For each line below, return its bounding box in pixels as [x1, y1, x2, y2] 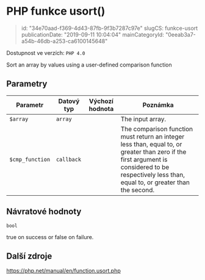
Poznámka [142, 101, 174, 109]
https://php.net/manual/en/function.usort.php [6, 267, 121, 275]
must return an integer [120, 132, 185, 141]
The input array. [120, 115, 167, 123]
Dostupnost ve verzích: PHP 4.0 [6, 49, 85, 56]
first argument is [120, 155, 168, 163]
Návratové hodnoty [6, 206, 82, 217]
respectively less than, [120, 170, 185, 179]
